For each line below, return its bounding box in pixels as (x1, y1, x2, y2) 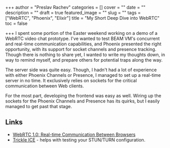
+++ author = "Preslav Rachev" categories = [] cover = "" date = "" (5, 5, 146, 10)
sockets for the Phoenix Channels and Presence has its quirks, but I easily (5, 98, 160, 104)
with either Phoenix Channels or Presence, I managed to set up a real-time (5, 72, 161, 78)
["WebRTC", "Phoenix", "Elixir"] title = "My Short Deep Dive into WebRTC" (5, 15, 160, 21)
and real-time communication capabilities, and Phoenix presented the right (5, 41, 161, 47)
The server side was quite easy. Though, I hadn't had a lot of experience (5, 67, 157, 73)
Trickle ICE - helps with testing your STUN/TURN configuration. (12, 136, 146, 143)
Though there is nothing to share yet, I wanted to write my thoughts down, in (5, 52, 165, 58)
